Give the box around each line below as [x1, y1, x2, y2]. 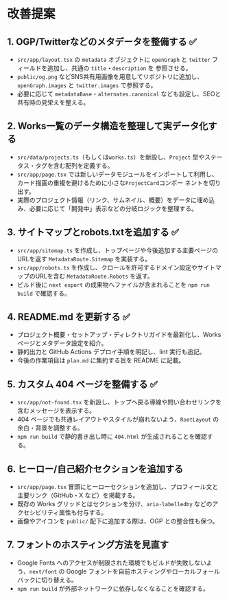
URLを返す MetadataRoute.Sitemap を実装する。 [16, 254, 152, 263]
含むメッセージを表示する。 [16, 406, 96, 415]
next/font [29, 568, 58, 575]
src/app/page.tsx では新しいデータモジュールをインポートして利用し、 [16, 170, 218, 178]
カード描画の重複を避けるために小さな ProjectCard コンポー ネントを [16, 178, 209, 186]
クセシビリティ [16, 508, 60, 516]
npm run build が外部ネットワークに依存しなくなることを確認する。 [16, 584, 209, 592]
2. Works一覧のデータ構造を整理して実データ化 [7, 120, 208, 132]
